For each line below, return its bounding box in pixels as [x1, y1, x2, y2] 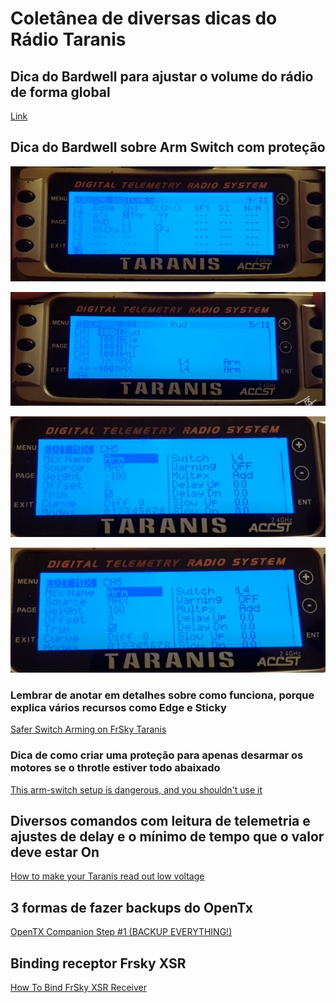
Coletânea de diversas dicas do [10, 7, 278, 30]
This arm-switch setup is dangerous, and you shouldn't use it [10, 783, 263, 796]
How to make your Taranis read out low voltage [10, 870, 205, 882]
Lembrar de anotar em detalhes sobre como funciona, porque [10, 688, 315, 702]
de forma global [10, 83, 111, 101]
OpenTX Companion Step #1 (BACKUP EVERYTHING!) [10, 926, 233, 938]
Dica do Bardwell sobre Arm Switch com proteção [10, 139, 326, 156]
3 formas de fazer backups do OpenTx [10, 899, 253, 916]
